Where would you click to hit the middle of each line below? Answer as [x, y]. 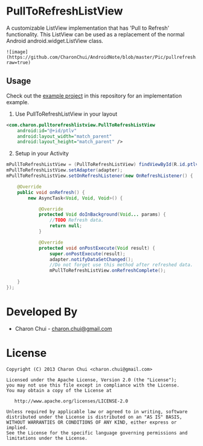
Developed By [42, 312]
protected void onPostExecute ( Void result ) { [97, 248]
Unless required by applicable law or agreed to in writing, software [97, 411]
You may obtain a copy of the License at [59, 390]
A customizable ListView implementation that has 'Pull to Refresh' [88, 28]
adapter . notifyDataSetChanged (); [92, 259]
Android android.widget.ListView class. [55, 41]
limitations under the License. [47, 438]
